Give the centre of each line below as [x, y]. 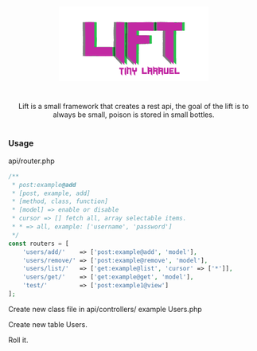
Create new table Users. [48, 324]
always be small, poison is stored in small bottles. [134, 115]
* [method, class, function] [60, 201]
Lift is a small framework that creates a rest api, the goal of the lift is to [134, 107]
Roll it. [18, 340]
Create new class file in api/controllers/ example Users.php [105, 309]
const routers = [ [39, 244]
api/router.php [32, 161]
